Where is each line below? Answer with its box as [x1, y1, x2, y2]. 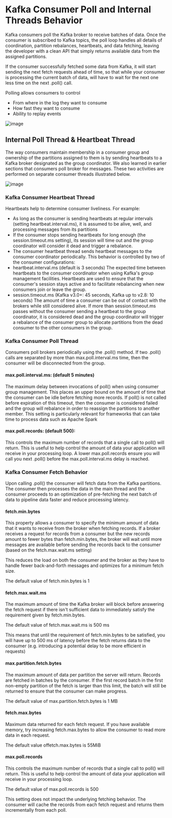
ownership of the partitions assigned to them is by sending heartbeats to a [5, 154, 162, 160]
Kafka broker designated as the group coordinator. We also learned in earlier [5, 160, 167, 166]
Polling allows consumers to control [5, 89, 80, 96]
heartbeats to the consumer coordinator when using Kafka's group [12, 270, 154, 276]
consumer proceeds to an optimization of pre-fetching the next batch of [5, 491, 157, 497]
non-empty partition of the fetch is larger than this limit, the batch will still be [5, 682, 166, 688]
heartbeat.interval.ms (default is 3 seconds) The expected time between [12, 265, 165, 271]
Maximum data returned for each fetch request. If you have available [5, 721, 150, 727]
